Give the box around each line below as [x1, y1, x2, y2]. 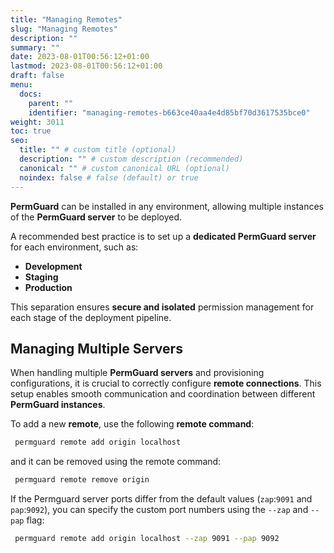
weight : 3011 [10, 117, 65, 127]
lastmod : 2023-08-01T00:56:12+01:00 [10, 61, 163, 71]
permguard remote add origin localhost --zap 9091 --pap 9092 [14, 534, 280, 544]
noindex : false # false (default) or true [19, 172, 199, 183]
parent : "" [28, 98, 74, 108]
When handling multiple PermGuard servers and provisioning [10, 367, 265, 379]
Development [24, 260, 83, 272]
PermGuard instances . [10, 399, 106, 411]
